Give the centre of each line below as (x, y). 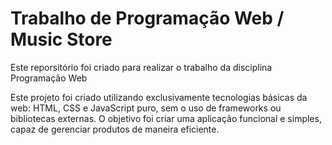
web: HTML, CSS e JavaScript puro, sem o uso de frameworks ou (146, 108)
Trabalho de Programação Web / (147, 18)
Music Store (61, 39)
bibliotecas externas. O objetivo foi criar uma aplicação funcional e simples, (166, 118)
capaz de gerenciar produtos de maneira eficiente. (115, 129)
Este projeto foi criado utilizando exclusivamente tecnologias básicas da (159, 97)
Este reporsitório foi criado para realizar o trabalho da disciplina (141, 67)
